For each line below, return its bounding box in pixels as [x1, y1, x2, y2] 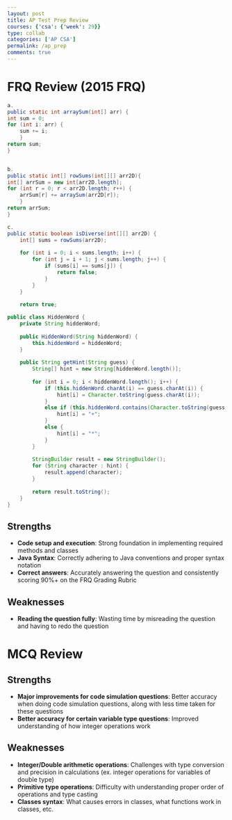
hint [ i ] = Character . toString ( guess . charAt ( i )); [56, 391, 201, 399]
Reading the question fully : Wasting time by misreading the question [17, 615, 215, 623]
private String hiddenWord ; [19, 321, 101, 328]
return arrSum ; [7, 204, 51, 212]
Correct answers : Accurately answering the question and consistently [17, 568, 219, 577]
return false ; [56, 268, 98, 275]
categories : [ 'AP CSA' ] [7, 36, 76, 43]
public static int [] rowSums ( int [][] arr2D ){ [7, 172, 141, 179]
